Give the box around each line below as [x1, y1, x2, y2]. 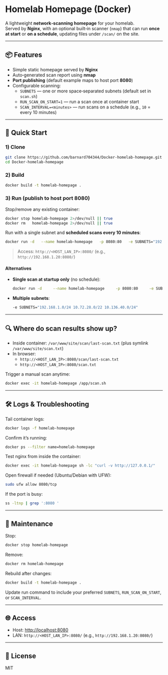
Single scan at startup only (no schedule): [12, 276, 101, 282]
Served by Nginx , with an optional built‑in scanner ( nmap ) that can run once [5, 25, 160, 31]
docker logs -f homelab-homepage [5, 425, 75, 430]
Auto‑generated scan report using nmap [12, 72, 96, 78]
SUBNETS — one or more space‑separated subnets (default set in [19, 88, 151, 94]
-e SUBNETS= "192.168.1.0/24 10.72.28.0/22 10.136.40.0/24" [12, 305, 138, 310]
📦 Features [5, 51, 42, 59]
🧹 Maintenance [5, 519, 53, 528]
